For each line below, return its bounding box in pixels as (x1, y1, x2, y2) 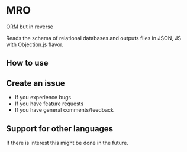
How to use (6, 58, 49, 68)
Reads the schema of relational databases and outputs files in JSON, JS (6, 34, 182, 41)
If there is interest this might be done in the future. (6, 139, 128, 146)
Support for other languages (6, 124, 114, 134)
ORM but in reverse (6, 23, 53, 30)
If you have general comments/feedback (14, 106, 114, 114)
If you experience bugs (14, 94, 72, 101)
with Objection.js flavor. (6, 41, 64, 48)
